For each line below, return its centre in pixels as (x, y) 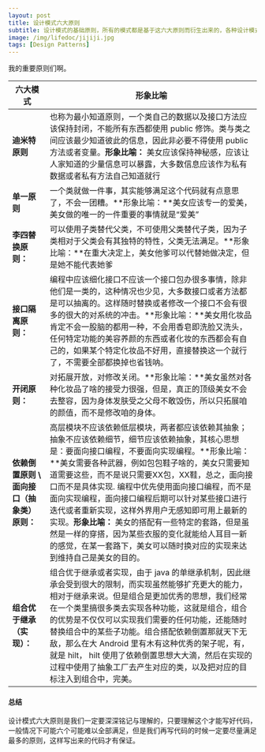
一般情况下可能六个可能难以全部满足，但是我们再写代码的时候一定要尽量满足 (132, 731)
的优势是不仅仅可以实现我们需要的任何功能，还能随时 (149, 620)
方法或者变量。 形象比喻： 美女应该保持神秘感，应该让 (150, 152)
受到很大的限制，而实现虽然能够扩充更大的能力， (157, 585)
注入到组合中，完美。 (97, 679)
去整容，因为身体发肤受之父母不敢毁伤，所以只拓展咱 (149, 401)
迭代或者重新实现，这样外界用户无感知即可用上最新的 (149, 511)
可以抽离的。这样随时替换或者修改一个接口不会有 (149, 303)
